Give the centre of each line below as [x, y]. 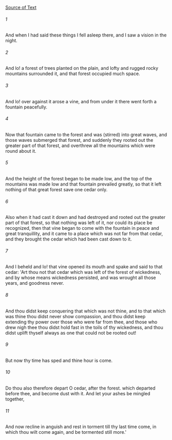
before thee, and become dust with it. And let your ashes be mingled [78, 394]
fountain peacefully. [26, 107]
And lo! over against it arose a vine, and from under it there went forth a [81, 101]
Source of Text [21, 7]
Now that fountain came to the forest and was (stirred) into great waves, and [86, 134]
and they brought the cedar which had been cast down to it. [69, 239]
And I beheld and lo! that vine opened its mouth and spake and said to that [84, 267]
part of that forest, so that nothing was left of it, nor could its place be [79, 223]
